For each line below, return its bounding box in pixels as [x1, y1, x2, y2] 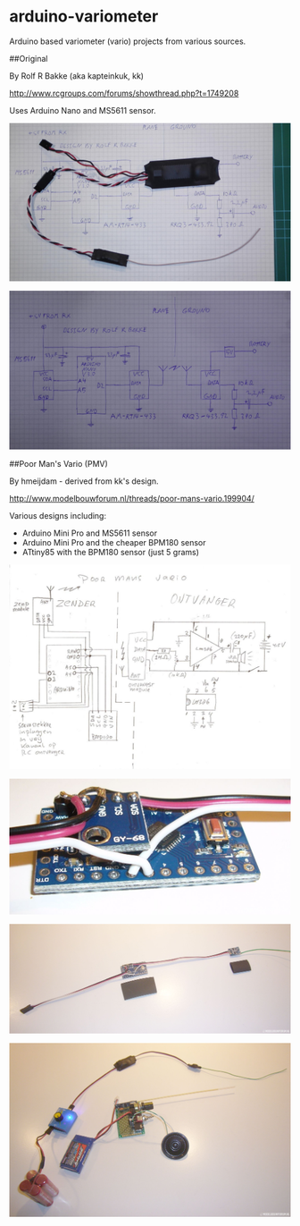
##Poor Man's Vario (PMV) [9, 458, 109, 469]
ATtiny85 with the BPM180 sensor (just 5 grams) [21, 546, 199, 557]
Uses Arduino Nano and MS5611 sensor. [9, 105, 156, 115]
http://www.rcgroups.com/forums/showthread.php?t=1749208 [9, 88, 239, 98]
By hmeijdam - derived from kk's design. [9, 476, 159, 486]
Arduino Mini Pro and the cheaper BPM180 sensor [21, 537, 207, 547]
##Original [9, 53, 48, 63]
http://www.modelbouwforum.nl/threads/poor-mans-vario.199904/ [9, 493, 254, 503]
